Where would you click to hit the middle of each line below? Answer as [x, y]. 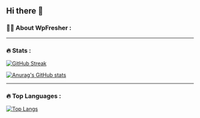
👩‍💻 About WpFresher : [39, 28]
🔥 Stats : [19, 50]
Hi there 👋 [25, 11]
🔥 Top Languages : [34, 96]
